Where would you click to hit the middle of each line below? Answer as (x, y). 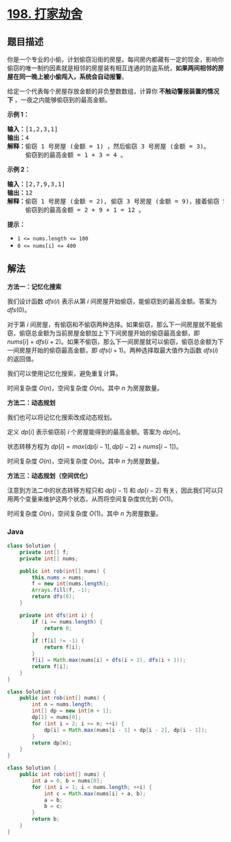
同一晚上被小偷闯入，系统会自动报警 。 (73, 77)
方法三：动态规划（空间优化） (49, 476)
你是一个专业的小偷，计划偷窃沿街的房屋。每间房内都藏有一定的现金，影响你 (115, 59)
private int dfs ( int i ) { (57, 615)
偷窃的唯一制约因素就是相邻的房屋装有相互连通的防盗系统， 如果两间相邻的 (112, 68)
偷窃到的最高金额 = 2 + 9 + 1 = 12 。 (85, 210)
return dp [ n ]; (52, 743)
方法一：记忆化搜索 (34, 287)
